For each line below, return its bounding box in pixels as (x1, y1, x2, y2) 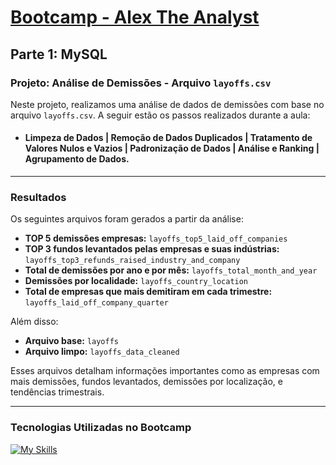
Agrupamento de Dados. (24, 153, 130, 165)
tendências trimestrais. (10, 386, 105, 398)
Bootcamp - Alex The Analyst (10, 6, 260, 29)
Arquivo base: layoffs (24, 335, 119, 347)
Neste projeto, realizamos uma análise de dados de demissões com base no (10, 98, 325, 110)
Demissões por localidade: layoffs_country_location (24, 275, 249, 287)
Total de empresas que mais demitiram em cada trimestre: (24, 286, 273, 298)
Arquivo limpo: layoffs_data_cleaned (24, 346, 180, 358)
